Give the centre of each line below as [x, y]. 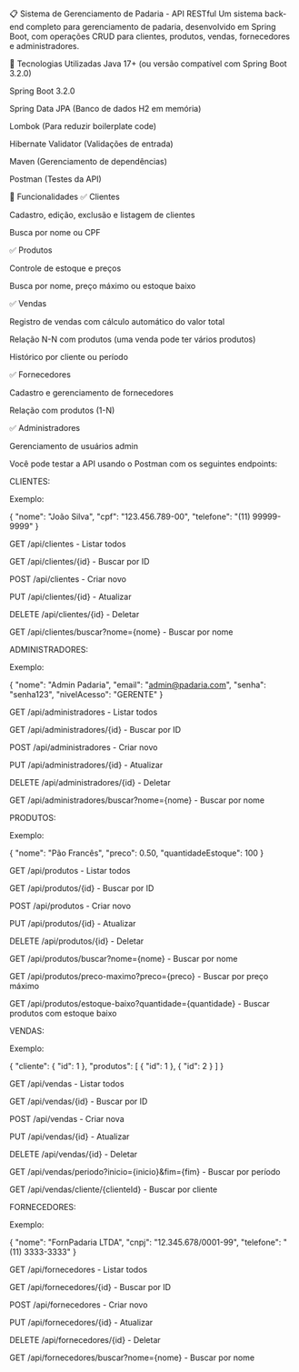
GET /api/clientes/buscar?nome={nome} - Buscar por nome [121, 632]
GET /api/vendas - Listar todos [67, 1084]
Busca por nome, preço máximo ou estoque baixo [103, 286]
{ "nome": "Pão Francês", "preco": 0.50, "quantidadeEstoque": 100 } [137, 853]
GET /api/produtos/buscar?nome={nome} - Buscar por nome [124, 959]
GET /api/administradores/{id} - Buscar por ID [95, 730]
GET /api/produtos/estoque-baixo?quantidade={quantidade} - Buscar [140, 1003]
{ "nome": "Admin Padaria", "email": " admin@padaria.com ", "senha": [138, 685]
